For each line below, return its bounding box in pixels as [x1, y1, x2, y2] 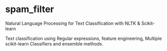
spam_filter [5, 4, 54, 15]
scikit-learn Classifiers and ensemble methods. [5, 40, 104, 46]
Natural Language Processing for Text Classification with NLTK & [5, 20, 141, 26]
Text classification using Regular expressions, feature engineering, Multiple [5, 35, 162, 41]
